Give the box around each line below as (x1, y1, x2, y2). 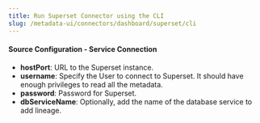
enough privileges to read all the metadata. (19, 79, 163, 89)
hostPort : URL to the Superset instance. (19, 62, 154, 72)
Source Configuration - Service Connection (8, 45, 157, 54)
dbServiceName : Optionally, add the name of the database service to (19, 96, 253, 106)
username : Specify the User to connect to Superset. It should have (19, 70, 244, 81)
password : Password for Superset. (19, 88, 137, 98)
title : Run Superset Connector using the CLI (8, 11, 164, 20)
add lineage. (19, 105, 62, 115)
